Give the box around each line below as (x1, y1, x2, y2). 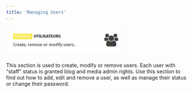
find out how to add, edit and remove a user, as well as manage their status (6, 74, 187, 81)
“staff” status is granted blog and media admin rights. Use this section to (6, 67, 181, 75)
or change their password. (6, 80, 69, 87)
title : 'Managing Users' (6, 9, 67, 15)
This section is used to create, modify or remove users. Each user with (6, 62, 176, 69)
